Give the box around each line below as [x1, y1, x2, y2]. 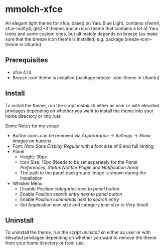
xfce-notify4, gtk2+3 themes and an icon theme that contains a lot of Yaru [5, 25, 159, 31]
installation [20, 175, 43, 181]
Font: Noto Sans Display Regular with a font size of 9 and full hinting [12, 143, 154, 149]
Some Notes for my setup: [5, 123, 59, 129]
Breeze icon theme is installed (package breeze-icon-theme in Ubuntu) [12, 74, 159, 81]
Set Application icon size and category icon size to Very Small [20, 201, 148, 207]
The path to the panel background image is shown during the [20, 169, 146, 176]
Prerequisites [5, 56, 48, 65]
